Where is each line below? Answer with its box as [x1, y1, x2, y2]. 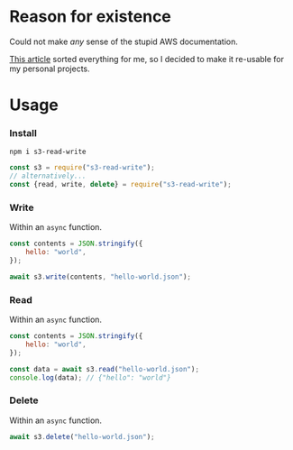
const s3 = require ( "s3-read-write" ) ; [9, 163, 155, 172]
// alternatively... [9, 171, 87, 181]
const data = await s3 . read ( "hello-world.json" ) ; [9, 364, 200, 373]
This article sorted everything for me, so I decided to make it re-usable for [9, 53, 284, 64]
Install [9, 127, 38, 140]
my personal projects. [9, 63, 90, 74]
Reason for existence [9, 6, 171, 27]
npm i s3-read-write [9, 147, 87, 157]
